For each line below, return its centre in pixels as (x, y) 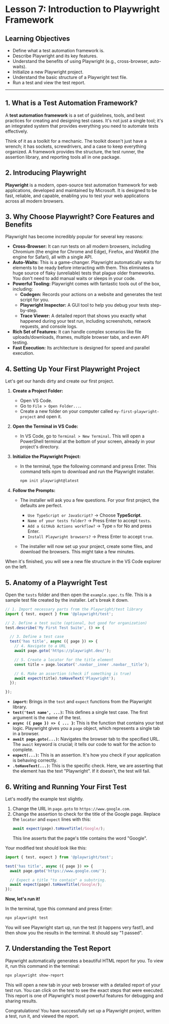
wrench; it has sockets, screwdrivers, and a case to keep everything (76, 146)
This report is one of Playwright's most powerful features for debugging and (84, 995)
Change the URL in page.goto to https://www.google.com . (71, 809)
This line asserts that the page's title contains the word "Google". (80, 838)
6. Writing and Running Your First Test (66, 787)
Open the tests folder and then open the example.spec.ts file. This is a (78, 595)
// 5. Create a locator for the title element (64, 660)
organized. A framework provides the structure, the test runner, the (75, 151)
